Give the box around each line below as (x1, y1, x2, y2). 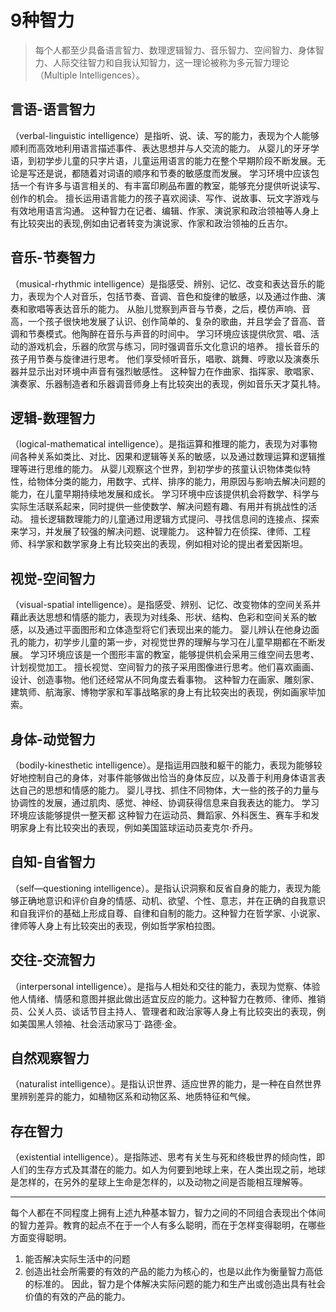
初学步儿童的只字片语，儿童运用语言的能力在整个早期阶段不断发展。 (36, 154, 317, 166)
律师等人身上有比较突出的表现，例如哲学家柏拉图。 (10, 919, 221, 931)
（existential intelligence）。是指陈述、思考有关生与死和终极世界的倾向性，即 (10, 1151, 325, 1163)
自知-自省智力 (10, 854, 96, 871)
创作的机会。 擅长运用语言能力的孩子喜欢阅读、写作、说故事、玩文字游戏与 (10, 192, 320, 204)
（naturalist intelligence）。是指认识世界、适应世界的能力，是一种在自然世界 (10, 1078, 322, 1090)
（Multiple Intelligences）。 (34, 69, 145, 81)
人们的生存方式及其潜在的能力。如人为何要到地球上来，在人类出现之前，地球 (10, 1164, 326, 1176)
